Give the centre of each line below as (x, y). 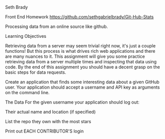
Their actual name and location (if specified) (50, 112)
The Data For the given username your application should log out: (72, 102)
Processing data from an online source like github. (57, 26)
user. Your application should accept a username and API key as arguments (82, 87)
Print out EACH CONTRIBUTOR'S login (44, 131)
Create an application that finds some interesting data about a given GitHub (82, 82)
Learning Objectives (26, 36)
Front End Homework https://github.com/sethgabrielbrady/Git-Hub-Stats (80, 17)
